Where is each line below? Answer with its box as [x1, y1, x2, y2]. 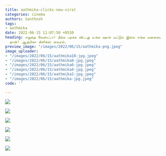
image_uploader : [5, 49, 39, 53]
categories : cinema [5, 12, 45, 17]
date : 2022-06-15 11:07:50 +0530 [5, 30, 74, 35]
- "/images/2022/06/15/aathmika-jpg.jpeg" [5, 76, 94, 81]
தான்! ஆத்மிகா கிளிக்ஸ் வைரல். [9, 40, 67, 45]
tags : [5, 21, 16, 26]
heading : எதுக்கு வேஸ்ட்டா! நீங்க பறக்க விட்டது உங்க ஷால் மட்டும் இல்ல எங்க [5, 35, 145, 40]
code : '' [5, 81, 23, 86]
